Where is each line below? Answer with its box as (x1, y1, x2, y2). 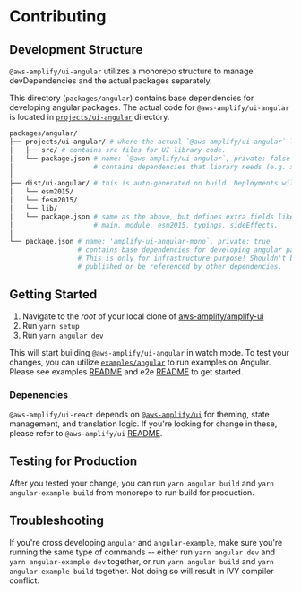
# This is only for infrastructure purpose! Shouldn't (77, 254, 287, 263)
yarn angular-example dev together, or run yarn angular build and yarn (9, 555, 275, 566)
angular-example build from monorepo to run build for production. (9, 486, 255, 498)
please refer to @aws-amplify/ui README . (9, 427, 163, 438)
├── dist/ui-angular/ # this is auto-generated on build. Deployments (9, 179, 279, 188)
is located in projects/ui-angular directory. (9, 112, 170, 122)
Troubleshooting (9, 513, 105, 529)
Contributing (9, 6, 107, 27)
